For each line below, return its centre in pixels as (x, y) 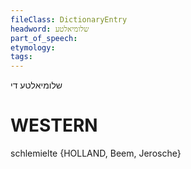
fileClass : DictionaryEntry (69, 19)
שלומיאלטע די (36, 85)
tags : (21, 57)
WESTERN (54, 125)
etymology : (33, 47)
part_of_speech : (44, 38)
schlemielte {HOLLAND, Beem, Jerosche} (96, 153)
